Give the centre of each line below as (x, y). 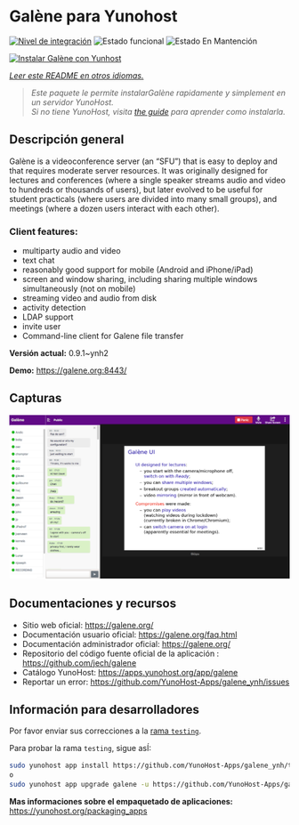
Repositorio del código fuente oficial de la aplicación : (121, 653)
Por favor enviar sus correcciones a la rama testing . (105, 731)
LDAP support (48, 317)
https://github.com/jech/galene (79, 663)
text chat (38, 261)
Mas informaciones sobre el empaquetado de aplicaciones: (121, 801)
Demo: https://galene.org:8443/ (68, 370)
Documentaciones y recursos (93, 604)
